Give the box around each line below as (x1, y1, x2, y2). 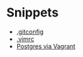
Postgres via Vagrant (16, 42, 76, 50)
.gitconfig (16, 27, 44, 36)
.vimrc (16, 34, 35, 43)
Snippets (6, 5, 59, 21)
